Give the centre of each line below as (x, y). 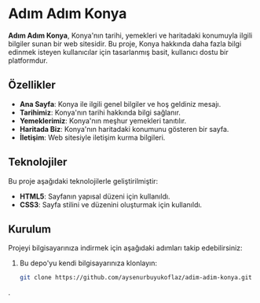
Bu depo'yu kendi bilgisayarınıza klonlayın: (88, 263)
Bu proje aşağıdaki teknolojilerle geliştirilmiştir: (83, 181)
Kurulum (30, 229)
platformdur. (28, 60)
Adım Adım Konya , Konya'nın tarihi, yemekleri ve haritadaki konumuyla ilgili (130, 35)
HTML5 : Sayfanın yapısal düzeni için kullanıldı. (95, 196)
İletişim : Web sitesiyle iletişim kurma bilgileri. (92, 137)
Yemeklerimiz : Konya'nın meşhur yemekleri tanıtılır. (103, 120)
